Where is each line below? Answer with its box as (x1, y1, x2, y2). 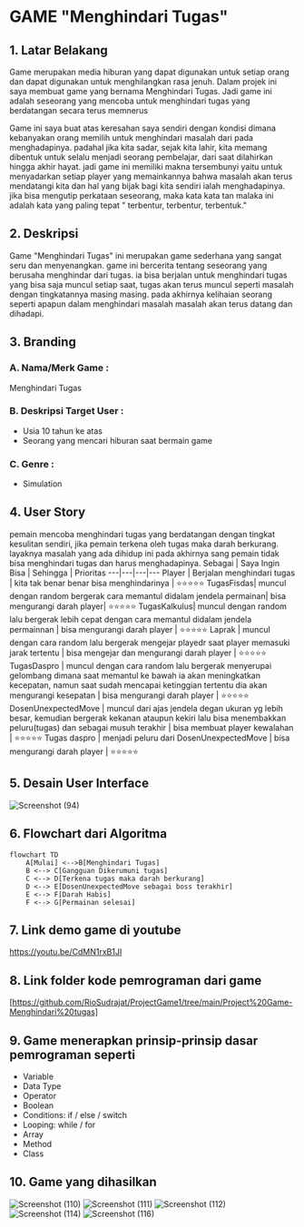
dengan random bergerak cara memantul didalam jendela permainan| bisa (9, 590, 287, 601)
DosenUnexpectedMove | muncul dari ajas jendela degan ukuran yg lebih (9, 702, 284, 713)
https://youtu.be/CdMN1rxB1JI (9, 947, 123, 957)
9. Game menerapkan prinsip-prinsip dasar (9, 1033, 259, 1048)
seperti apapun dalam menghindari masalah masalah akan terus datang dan (9, 298, 293, 309)
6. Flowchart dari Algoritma (9, 826, 168, 841)
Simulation (22, 478, 63, 489)
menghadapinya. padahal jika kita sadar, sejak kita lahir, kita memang (9, 142, 268, 152)
